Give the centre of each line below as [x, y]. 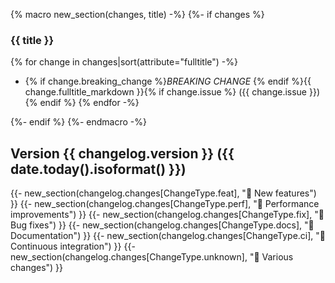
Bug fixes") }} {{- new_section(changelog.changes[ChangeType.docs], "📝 [162, 225]
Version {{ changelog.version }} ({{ [122, 153]
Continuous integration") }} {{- [73, 246]
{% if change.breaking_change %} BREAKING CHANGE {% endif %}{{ [168, 81]
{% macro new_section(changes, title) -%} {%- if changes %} [137, 14]
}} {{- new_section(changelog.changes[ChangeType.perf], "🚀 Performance [165, 204]
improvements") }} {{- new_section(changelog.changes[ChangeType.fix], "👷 [167, 215]
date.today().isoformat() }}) [98, 169]
